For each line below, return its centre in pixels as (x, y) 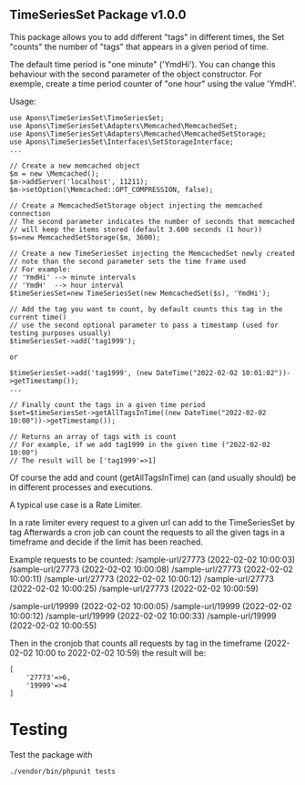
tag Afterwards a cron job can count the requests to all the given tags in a (147, 532)
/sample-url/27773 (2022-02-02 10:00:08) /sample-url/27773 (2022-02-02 (152, 569)
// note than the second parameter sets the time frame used (128, 261)
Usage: (23, 101)
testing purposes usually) (61, 333)
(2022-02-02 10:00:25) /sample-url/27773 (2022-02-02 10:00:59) (134, 588)
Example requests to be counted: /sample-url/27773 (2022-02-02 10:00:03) (152, 559)
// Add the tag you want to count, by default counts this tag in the (146, 309)
